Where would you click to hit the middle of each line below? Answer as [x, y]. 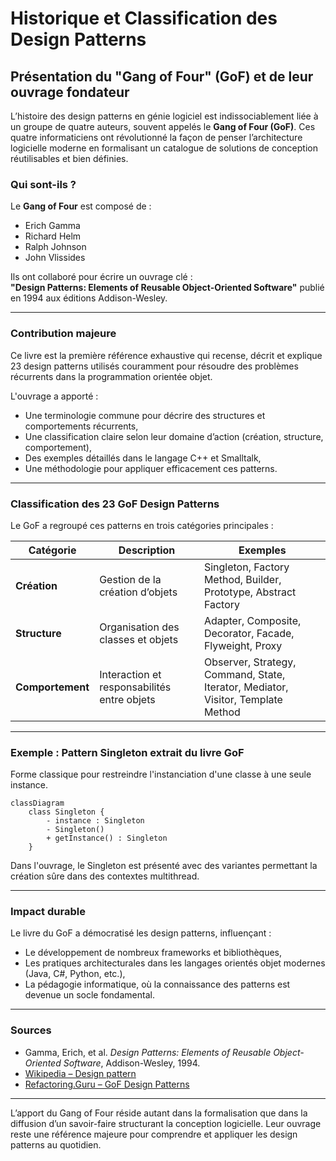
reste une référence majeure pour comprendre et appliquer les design [154, 1134]
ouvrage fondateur [70, 92]
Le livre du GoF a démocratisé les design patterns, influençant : [141, 933]
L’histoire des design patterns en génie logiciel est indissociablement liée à [164, 116]
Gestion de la [130, 579]
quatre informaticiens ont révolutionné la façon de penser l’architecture [156, 137]
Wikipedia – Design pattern [80, 1073]
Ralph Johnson [55, 247]
